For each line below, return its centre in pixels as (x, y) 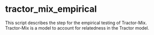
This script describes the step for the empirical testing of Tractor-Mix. (76, 23)
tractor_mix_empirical (51, 9)
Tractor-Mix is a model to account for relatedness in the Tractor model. (77, 28)
